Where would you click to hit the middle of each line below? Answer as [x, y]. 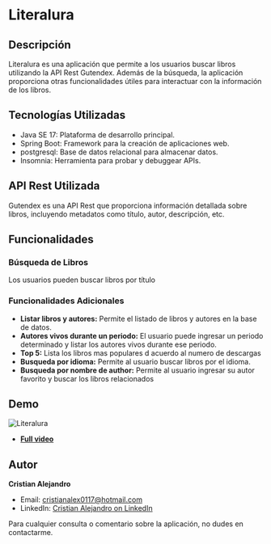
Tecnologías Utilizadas [67, 115]
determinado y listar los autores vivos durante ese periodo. [118, 344]
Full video [37, 439]
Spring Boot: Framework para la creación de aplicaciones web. [125, 143]
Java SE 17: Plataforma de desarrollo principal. [97, 134]
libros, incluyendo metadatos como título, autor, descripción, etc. [116, 214]
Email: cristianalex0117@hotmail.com [81, 500]
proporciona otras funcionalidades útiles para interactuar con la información [135, 81]
